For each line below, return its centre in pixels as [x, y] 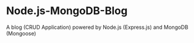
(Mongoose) [21, 33]
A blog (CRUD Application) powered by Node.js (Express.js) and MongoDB [97, 27]
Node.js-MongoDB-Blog [67, 11]
